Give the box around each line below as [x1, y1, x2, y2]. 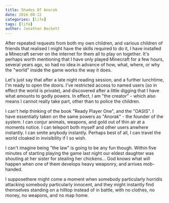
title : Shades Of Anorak [5, 7, 58, 13]
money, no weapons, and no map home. [5, 192, 89, 198]
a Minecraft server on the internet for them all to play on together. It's [5, 51, 149, 57]
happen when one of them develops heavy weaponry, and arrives [5, 161, 143, 167]
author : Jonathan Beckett [5, 26, 60, 31]
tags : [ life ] [5, 21, 33, 27]
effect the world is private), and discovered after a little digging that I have [5, 88, 159, 94]
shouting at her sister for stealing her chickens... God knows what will [5, 155, 150, 162]
